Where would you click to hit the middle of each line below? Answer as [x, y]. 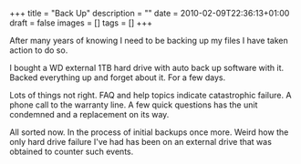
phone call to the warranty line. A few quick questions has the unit [134, 105]
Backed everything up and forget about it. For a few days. [118, 77]
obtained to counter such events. [72, 151]
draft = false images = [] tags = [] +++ [81, 23]
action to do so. [39, 50]
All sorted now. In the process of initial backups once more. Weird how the [149, 132]
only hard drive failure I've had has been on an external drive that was [140, 142]
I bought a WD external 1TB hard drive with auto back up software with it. [147, 68]
